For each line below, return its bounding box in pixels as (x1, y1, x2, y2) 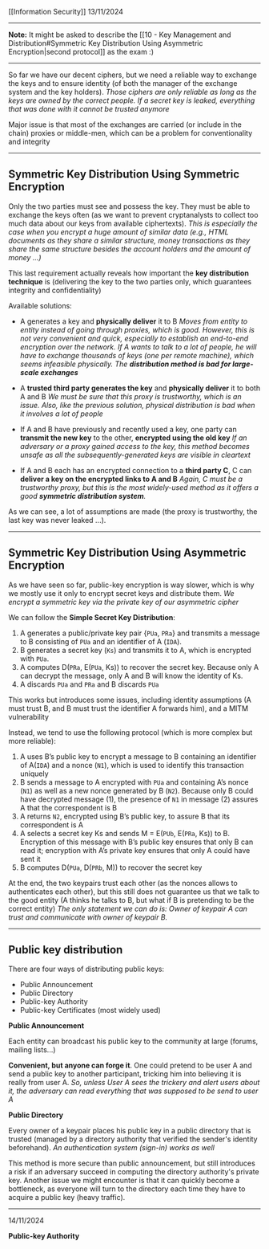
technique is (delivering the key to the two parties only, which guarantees (8, 276, 252, 286)
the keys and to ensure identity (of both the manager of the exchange (8, 79, 238, 88)
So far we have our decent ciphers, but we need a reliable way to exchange (8, 70, 258, 80)
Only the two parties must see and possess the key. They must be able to (8, 201, 251, 211)
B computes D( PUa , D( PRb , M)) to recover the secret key (19, 863, 203, 872)
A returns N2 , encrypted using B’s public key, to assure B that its (19, 811, 231, 821)
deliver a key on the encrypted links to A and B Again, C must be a (19, 474, 243, 484)
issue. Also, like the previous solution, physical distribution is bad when (19, 400, 255, 410)
